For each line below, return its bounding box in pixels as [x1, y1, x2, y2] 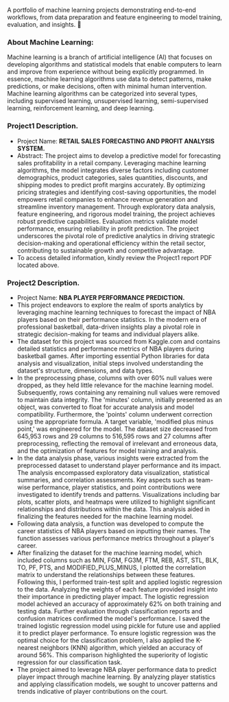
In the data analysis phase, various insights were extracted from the [16, 454, 209, 462]
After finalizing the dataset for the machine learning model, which [16, 548, 202, 557]
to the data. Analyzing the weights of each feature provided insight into [16, 585, 218, 593]
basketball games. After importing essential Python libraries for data [16, 351, 210, 360]
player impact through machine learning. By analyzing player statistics [16, 672, 216, 681]
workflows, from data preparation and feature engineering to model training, [7, 13, 223, 21]
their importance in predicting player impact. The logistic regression [16, 592, 209, 600]
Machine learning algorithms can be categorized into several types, [7, 89, 197, 98]
